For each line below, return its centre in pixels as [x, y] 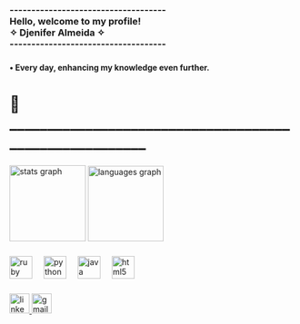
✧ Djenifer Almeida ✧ [57, 33]
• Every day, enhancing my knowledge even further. [110, 67]
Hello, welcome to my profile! [75, 21]
